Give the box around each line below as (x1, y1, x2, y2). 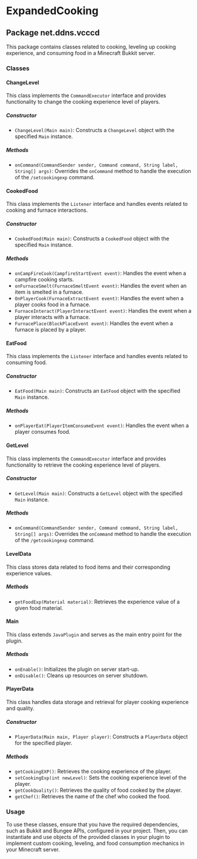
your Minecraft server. (6, 846, 60, 853)
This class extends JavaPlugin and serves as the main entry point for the (6, 631, 182, 638)
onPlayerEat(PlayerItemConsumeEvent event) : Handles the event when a (14, 422, 189, 429)
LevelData (6, 550, 31, 558)
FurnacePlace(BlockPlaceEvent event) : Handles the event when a (14, 320, 173, 327)
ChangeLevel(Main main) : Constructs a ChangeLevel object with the (14, 127, 175, 134)
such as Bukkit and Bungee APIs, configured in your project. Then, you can (6, 827, 188, 834)
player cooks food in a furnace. (14, 301, 91, 308)
